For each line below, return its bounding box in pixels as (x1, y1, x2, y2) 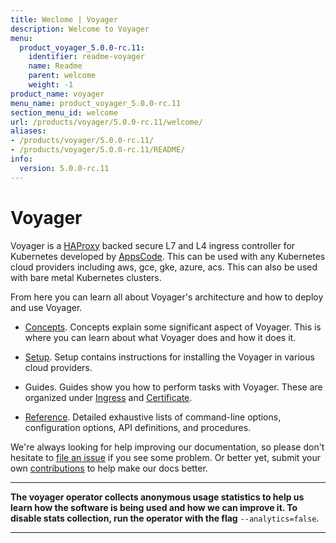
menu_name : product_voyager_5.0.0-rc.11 (10, 98, 182, 108)
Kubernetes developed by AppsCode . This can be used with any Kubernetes (10, 250, 326, 262)
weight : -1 (28, 80, 74, 90)
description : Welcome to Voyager (10, 24, 150, 34)
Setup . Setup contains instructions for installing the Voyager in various (24, 351, 315, 363)
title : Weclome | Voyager (10, 14, 118, 25)
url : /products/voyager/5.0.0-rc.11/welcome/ (10, 117, 203, 127)
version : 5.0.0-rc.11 (19, 163, 110, 173)
